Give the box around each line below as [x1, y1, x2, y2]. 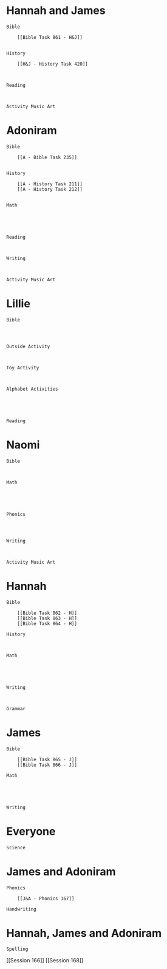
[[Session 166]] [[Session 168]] [6, 957, 84, 964]
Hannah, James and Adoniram [6, 926, 162, 940]
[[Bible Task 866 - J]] [17, 762, 78, 768]
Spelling [6, 946, 29, 953]
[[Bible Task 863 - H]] [17, 615, 78, 621]
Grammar [6, 705, 26, 711]
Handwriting [6, 906, 36, 912]
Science [6, 844, 26, 851]
